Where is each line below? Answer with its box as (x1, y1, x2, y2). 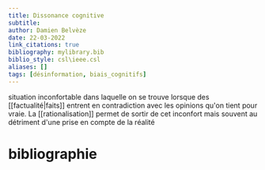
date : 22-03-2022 (8, 33, 66, 42)
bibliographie (8, 145, 97, 163)
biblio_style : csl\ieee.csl (8, 56, 101, 64)
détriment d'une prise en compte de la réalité (8, 117, 156, 127)
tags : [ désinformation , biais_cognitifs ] (8, 70, 147, 78)
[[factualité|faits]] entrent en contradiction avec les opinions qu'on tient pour (8, 100, 258, 110)
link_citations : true (8, 41, 80, 49)
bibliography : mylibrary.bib (8, 48, 104, 56)
